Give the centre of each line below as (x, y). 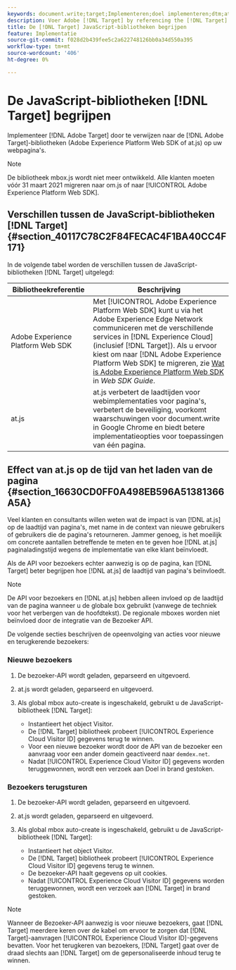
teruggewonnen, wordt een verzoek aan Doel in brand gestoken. (121, 769)
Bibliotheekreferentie (48, 290)
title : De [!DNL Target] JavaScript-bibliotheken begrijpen (97, 27)
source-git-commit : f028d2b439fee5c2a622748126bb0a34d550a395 (100, 40)
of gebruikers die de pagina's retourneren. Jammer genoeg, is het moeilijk (115, 535)
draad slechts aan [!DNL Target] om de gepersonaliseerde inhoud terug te (114, 952)
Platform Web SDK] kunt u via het (148, 310)
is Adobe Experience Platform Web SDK (159, 372)
